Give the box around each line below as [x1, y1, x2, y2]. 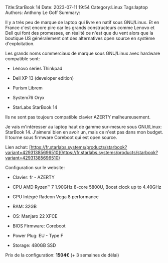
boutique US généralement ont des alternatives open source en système [5, 35, 155, 41]
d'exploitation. [5, 41, 35, 47]
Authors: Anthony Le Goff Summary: [5, 10, 80, 16]
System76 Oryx [12, 95, 45, 100]
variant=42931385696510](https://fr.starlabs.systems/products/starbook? [5, 150, 158, 155]
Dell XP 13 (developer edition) [12, 75, 74, 81]
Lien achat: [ [5, 144, 31, 150]
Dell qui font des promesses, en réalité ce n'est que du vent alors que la [5, 30, 153, 36]
